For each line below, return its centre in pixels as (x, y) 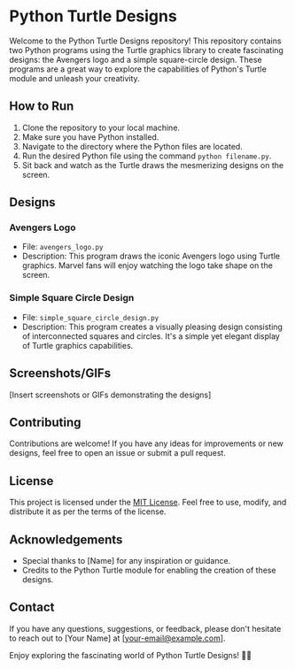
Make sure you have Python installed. (90, 137)
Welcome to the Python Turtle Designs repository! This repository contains (145, 41)
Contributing (45, 422)
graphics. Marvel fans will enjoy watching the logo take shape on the (147, 265)
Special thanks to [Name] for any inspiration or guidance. (126, 560)
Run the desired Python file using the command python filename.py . (147, 156)
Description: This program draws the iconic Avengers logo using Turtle (151, 256)
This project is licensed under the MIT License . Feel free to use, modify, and (148, 503)
